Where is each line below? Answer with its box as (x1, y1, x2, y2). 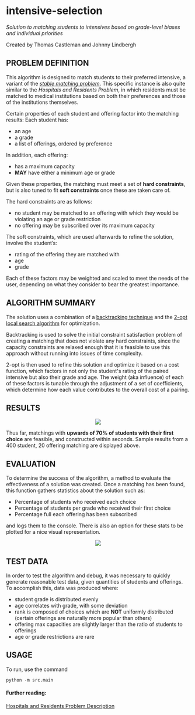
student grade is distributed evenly (14, 596, 99, 602)
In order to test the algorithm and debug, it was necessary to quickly (6, 572, 170, 579)
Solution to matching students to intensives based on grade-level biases (6, 23, 180, 31)
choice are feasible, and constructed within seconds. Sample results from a (6, 436, 189, 443)
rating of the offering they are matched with (14, 250, 120, 257)
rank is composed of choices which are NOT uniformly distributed (14, 608, 173, 615)
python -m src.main (6, 677, 54, 683)
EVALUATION (6, 459, 56, 469)
